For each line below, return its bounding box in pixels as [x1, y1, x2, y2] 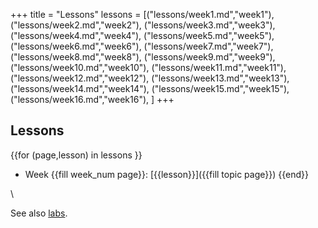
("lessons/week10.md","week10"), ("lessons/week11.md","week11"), [10, 62, 287, 73]
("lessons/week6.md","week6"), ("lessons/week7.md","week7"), [10, 40, 274, 52]
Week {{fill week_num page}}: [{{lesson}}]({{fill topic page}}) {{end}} [24, 168, 309, 180]
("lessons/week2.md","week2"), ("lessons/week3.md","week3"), [10, 19, 276, 31]
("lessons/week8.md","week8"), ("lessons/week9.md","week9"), [10, 51, 276, 63]
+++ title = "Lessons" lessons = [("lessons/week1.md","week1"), [10, 9, 275, 20]
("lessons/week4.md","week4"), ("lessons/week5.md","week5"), [10, 30, 275, 41]
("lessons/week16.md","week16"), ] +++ [10, 94, 175, 105]
